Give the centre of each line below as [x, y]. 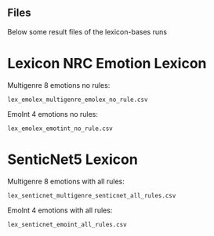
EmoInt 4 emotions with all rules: [60, 210]
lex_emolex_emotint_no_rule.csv [60, 129]
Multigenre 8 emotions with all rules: [66, 181]
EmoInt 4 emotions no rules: [53, 114]
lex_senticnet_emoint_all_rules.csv [67, 224]
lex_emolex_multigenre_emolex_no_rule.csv [78, 100]
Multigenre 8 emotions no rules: [59, 85]
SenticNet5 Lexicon [73, 159]
